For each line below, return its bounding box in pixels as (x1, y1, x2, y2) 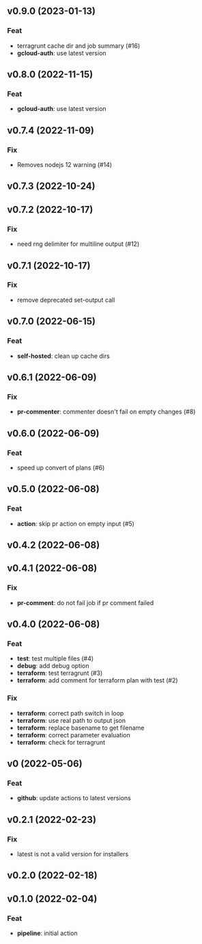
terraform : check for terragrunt (16, 738, 106, 746)
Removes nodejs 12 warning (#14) (16, 161, 113, 169)
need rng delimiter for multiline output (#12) (16, 240, 140, 248)
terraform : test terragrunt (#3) (16, 669, 103, 677)
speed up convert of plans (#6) (16, 463, 105, 472)
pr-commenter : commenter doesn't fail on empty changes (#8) (16, 407, 196, 416)
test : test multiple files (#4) (16, 654, 94, 663)
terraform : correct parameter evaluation (16, 730, 131, 739)
